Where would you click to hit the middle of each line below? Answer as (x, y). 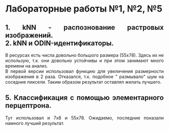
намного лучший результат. (35, 123)
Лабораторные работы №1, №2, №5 (84, 9)
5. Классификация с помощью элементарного (84, 98)
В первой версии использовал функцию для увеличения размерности (84, 71)
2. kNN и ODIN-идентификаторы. (60, 43)
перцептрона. (28, 106)
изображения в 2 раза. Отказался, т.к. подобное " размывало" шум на (84, 77)
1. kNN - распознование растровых (84, 27)
